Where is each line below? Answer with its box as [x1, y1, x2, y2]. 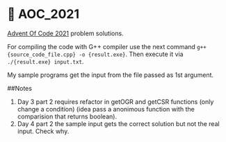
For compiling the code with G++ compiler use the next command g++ [7, 42, 207, 51]
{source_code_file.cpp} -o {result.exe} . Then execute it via [7, 50, 184, 58]
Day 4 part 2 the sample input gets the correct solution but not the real [17, 119, 220, 127]
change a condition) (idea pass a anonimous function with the [17, 105, 195, 113]
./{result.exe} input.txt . [7, 57, 84, 65]
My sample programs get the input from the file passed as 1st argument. [7, 71, 214, 79]
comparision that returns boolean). [17, 112, 117, 121]
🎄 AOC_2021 [7, 6, 80, 22]
